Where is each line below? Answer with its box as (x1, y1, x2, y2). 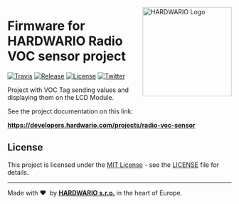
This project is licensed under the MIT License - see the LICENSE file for (7, 160, 219, 169)
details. (7, 168, 29, 176)
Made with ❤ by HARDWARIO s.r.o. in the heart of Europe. (7, 188, 183, 197)
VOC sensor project (7, 49, 126, 64)
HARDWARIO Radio (7, 33, 123, 49)
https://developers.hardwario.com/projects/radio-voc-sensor (7, 121, 196, 129)
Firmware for (7, 18, 85, 34)
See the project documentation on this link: (7, 107, 134, 116)
